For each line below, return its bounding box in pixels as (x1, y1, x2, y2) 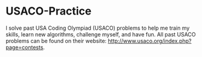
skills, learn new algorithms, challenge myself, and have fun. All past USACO (5, 30, 196, 38)
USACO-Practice (5, 4, 92, 18)
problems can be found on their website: (5, 37, 107, 44)
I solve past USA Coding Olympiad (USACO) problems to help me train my (5, 24, 190, 32)
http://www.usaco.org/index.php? (108, 37, 192, 44)
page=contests (5, 44, 44, 51)
